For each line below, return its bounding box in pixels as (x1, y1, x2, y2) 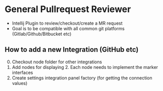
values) (12, 80, 28, 86)
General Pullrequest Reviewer (5, 4, 131, 15)
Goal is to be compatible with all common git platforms (12, 25, 125, 31)
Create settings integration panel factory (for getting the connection (12, 74, 152, 81)
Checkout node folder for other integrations (12, 59, 102, 65)
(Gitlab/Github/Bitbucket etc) (12, 31, 72, 37)
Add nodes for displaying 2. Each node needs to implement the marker (12, 64, 158, 70)
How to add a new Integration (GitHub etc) (5, 45, 139, 54)
